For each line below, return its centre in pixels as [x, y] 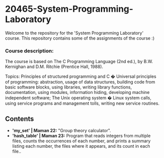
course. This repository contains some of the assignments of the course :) [80, 38]
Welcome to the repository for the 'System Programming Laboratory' [74, 33]
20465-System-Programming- [69, 9]
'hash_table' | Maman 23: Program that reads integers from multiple [81, 136]
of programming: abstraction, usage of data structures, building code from [80, 82]
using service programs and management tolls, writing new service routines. [82, 103]
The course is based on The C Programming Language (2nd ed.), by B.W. [79, 62]
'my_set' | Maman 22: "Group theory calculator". [61, 131]
